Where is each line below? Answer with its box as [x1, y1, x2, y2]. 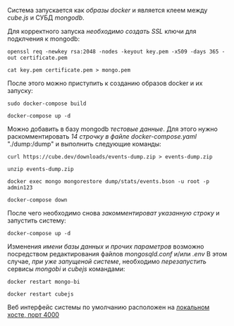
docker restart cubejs [7, 291, 74, 298]
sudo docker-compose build [7, 100, 87, 107]
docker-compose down [7, 196, 68, 203]
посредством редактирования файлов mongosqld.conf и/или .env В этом [7, 250, 228, 258]
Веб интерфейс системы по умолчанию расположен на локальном [7, 303, 210, 311]
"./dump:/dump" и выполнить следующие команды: [7, 140, 162, 148]
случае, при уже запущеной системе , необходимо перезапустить [7, 257, 207, 265]
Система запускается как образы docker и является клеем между [7, 6, 208, 14]
